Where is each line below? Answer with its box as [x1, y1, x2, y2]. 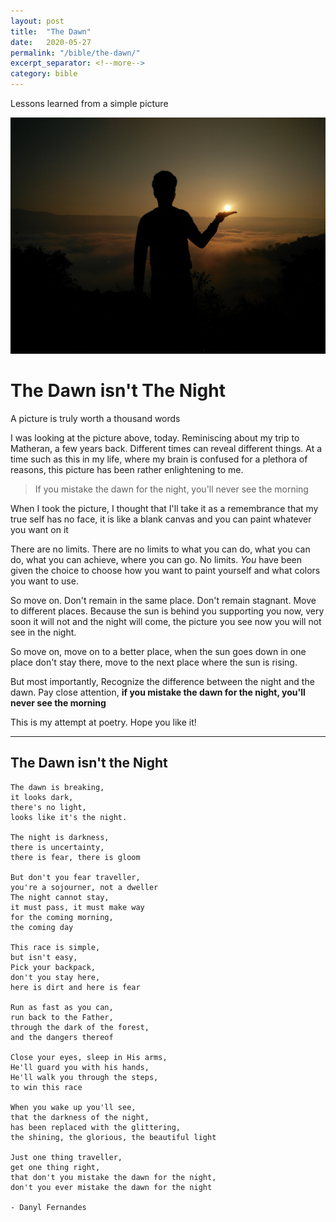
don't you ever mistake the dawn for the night [10, 1182, 213, 1192]
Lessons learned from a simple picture [10, 98, 169, 109]
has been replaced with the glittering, [10, 1122, 182, 1132]
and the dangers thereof [10, 1032, 114, 1042]
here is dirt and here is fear [10, 982, 141, 992]
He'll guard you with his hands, [10, 1062, 150, 1072]
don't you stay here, [10, 972, 101, 982]
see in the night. [10, 626, 77, 638]
